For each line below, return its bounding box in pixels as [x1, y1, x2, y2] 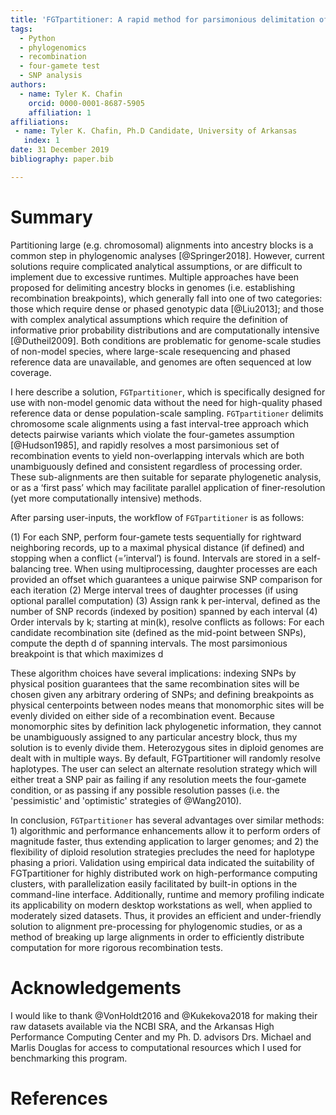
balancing [10, 562, 52, 575]
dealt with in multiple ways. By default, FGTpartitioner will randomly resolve [10, 752, 321, 764]
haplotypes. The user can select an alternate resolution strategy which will [10, 762, 318, 775]
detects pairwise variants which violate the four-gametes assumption [10, 428, 295, 440]
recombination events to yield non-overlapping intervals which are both [10, 449, 305, 461]
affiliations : [10, 117, 70, 127]
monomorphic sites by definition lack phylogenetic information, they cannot [10, 720, 322, 732]
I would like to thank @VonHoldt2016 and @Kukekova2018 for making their [10, 1009, 318, 1021]
